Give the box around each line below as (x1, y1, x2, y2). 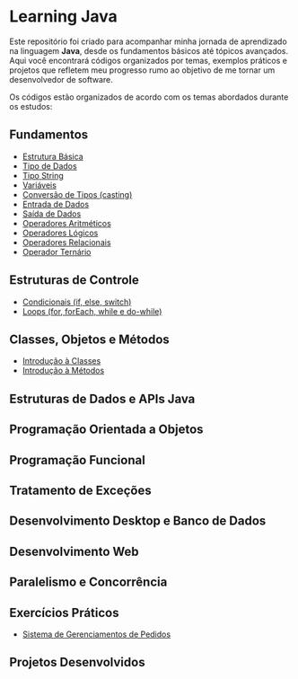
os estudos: (9, 101, 53, 111)
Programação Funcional (9, 452, 145, 468)
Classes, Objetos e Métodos (9, 331, 171, 347)
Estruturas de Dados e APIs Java (9, 391, 196, 406)
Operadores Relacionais (22, 236, 111, 248)
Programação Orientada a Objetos (9, 422, 204, 437)
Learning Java (9, 6, 118, 27)
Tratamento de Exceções (9, 482, 152, 498)
